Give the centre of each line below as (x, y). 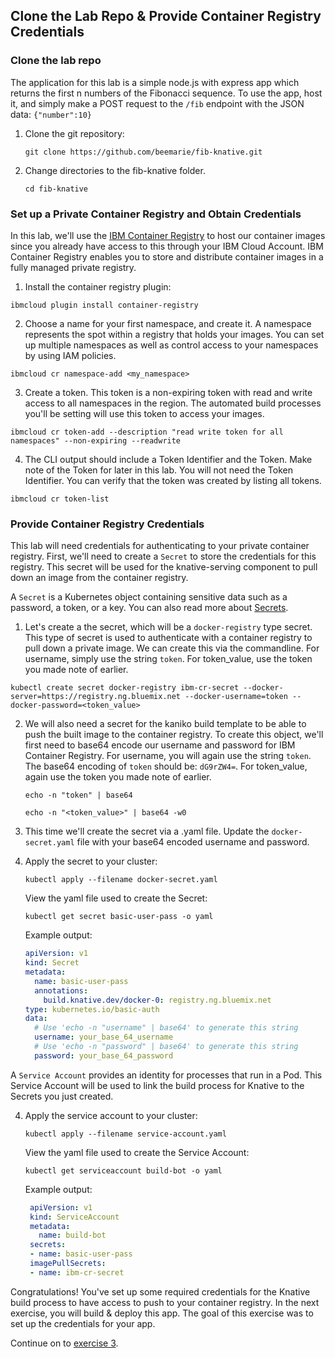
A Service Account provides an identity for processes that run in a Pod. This (166, 1075)
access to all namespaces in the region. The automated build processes (173, 403)
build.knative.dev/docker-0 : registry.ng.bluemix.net (157, 1000)
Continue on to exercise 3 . (64, 1343)
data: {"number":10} (51, 114)
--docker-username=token (236, 697)
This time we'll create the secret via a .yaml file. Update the (147, 831)
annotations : (61, 990)
